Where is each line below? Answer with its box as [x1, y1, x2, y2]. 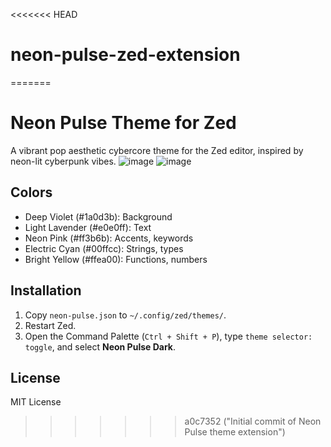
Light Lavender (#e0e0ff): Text [24, 221, 152, 233]
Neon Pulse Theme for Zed [10, 112, 237, 134]
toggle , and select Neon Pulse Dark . [24, 340, 177, 353]
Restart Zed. [24, 319, 77, 331]
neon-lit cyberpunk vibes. [10, 155, 117, 167]
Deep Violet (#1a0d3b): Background [24, 210, 173, 223]
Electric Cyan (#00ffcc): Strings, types [24, 242, 184, 254]
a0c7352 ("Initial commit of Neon [184, 415, 322, 428]
